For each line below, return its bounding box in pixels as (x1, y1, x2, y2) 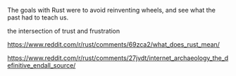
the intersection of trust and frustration (7, 27, 120, 35)
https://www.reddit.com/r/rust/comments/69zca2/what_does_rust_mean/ (7, 40, 221, 48)
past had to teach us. (7, 13, 69, 22)
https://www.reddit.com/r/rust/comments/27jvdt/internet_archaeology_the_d (7, 54, 229, 62)
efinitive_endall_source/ (7, 61, 76, 69)
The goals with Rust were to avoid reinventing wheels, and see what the (7, 6, 216, 14)
